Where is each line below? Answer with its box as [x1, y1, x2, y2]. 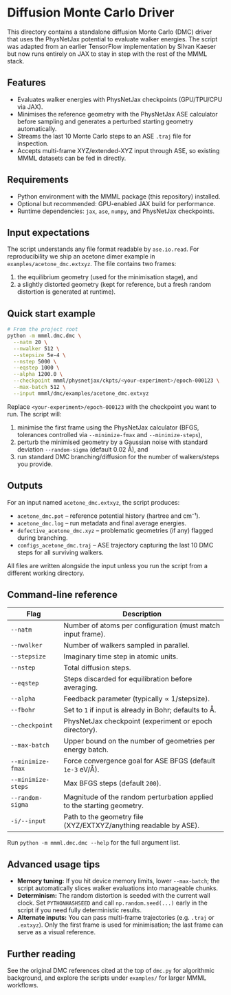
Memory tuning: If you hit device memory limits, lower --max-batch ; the [16, 877, 220, 885]
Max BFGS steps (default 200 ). [63, 778, 162, 788]
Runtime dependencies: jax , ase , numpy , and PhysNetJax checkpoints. [16, 207, 215, 215]
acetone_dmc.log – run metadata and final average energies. [16, 519, 187, 527]
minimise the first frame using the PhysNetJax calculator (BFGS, [16, 423, 199, 432]
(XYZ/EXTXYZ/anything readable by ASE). [63, 821, 200, 830]
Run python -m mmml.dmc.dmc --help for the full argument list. [7, 838, 181, 847]
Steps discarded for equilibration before [63, 674, 192, 684]
